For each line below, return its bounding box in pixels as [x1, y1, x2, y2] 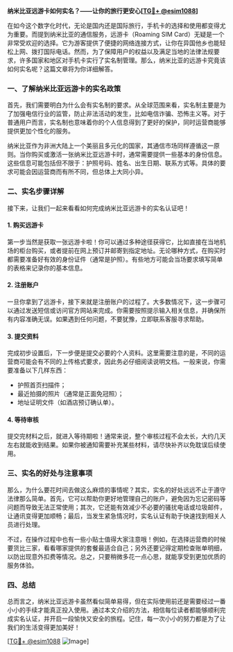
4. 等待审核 [7, 415, 40, 424]
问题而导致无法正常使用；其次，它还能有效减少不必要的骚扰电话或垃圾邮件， [7, 503, 226, 511]
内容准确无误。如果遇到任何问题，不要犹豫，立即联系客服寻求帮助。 [12, 315, 208, 323]
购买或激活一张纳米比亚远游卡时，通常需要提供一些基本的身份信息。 [31, 151, 226, 159]
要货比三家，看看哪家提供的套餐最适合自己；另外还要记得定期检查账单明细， [7, 544, 226, 552]
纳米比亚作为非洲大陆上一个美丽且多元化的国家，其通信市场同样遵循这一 [7, 141, 214, 150]
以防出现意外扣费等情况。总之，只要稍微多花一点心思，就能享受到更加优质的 [7, 552, 226, 560]
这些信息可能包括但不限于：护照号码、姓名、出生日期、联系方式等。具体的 [7, 159, 220, 167]
